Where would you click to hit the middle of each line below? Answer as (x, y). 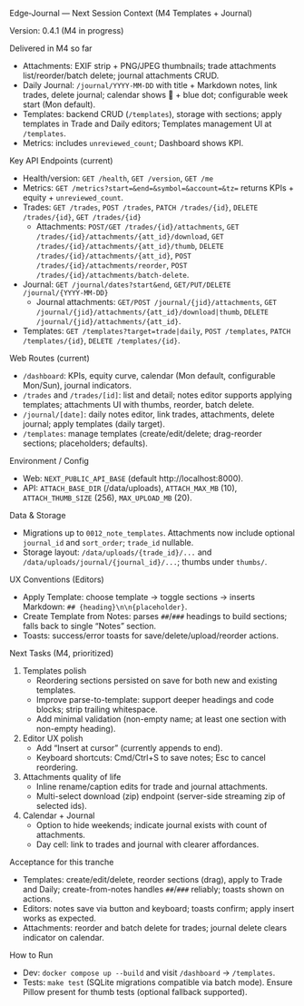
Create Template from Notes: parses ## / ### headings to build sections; (155, 616)
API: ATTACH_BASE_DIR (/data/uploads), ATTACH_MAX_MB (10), (130, 488)
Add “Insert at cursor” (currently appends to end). (129, 748)
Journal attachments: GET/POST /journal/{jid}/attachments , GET (156, 302)
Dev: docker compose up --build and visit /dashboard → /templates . (149, 972)
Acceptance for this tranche (62, 862)
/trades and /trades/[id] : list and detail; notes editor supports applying (157, 395)
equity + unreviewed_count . (73, 197)
